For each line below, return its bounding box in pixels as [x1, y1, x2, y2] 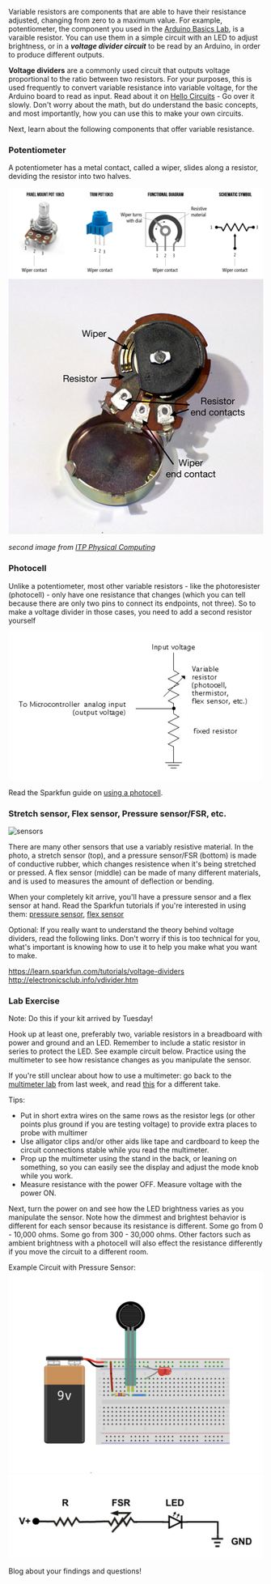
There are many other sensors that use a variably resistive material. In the [8, 842, 254, 852]
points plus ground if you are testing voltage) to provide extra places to [19, 1119, 257, 1129]
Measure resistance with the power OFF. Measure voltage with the [19, 1180, 243, 1190]
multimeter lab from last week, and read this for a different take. [8, 1079, 221, 1089]
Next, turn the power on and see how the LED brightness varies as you [8, 1204, 244, 1214]
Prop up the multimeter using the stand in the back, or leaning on [19, 1154, 237, 1164]
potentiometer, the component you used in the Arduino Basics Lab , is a [8, 24, 245, 33]
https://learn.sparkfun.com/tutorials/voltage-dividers [8, 967, 184, 977]
